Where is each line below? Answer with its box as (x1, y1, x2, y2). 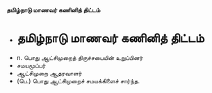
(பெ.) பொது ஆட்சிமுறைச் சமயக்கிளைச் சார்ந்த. (16, 76, 140, 85)
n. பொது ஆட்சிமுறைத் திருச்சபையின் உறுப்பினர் (16, 53, 143, 61)
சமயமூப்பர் (16, 61, 46, 70)
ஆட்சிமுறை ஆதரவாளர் (16, 69, 82, 77)
